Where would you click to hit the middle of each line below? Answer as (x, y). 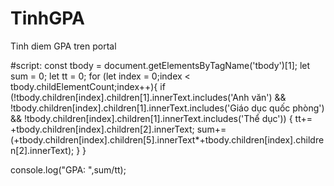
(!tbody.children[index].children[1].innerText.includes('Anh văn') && (148, 97)
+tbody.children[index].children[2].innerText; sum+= (118, 129)
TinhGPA (47, 18)
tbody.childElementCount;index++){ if (88, 86)
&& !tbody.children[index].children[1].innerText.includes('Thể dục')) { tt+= (161, 118)
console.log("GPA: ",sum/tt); (68, 169)
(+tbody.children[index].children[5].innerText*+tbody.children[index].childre (167, 139)
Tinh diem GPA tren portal (63, 46)
